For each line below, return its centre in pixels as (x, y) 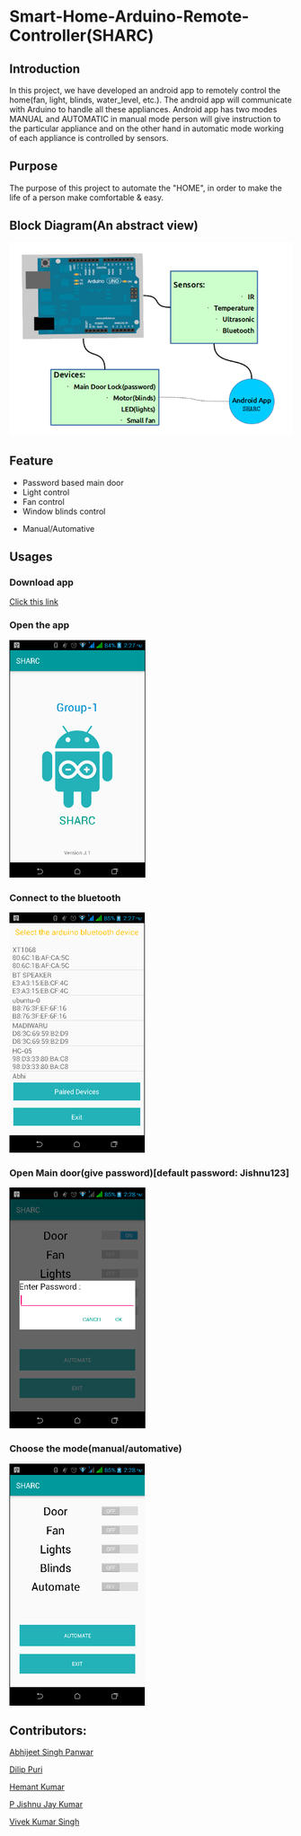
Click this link (34, 602)
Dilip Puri (26, 1770)
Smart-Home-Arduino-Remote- (129, 17)
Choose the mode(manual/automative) (96, 1449)
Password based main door (73, 482)
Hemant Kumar (37, 1787)
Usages (31, 557)
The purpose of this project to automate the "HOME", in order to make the (146, 188)
